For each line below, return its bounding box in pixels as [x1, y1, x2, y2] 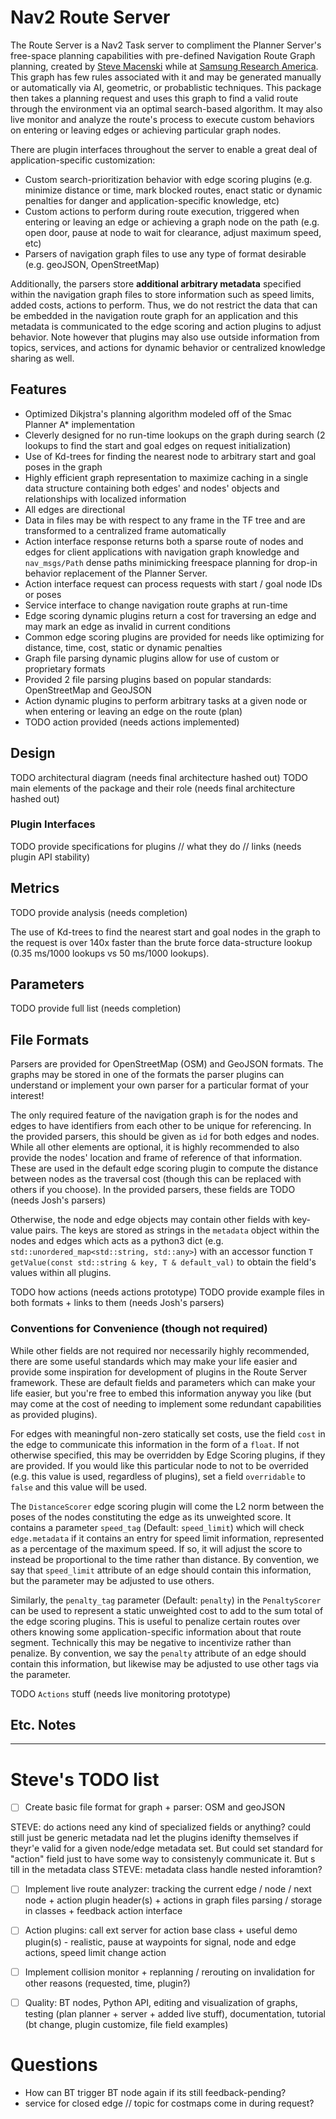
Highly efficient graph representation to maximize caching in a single [24, 471, 309, 483]
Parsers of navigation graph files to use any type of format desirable [24, 247, 307, 260]
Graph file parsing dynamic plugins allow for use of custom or [24, 652, 280, 664]
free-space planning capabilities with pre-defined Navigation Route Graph [10, 49, 316, 61]
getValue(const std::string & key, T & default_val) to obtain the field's [10, 1256, 317, 1268]
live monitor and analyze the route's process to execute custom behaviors [10, 113, 315, 125]
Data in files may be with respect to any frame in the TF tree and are [24, 514, 306, 526]
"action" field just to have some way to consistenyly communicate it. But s [10, 1853, 316, 1865]
